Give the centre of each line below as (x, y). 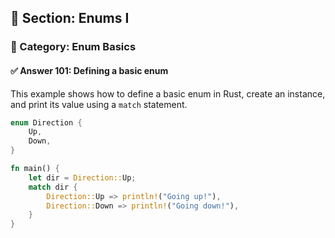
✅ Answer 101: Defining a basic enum (89, 70)
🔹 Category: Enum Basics (73, 47)
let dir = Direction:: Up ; (82, 177)
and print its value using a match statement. (99, 104)
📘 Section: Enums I (70, 18)
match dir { (53, 187)
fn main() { (35, 169)
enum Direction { (46, 122)
